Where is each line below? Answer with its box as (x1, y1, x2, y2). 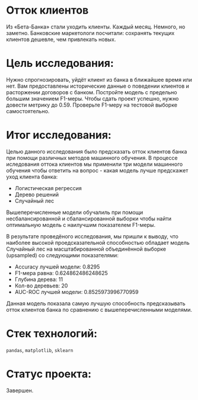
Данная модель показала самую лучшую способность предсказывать (6, 300, 186, 307)
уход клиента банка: (6, 173, 58, 180)
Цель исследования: (6, 57, 114, 70)
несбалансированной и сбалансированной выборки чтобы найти (6, 215, 172, 222)
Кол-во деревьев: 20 (14, 282, 68, 289)
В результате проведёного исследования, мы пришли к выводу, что (6, 232, 179, 240)
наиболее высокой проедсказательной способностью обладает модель (6, 239, 190, 246)
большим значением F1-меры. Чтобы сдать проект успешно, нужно (6, 95, 179, 102)
